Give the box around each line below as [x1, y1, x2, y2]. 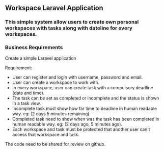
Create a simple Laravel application [5, 55, 77, 61]
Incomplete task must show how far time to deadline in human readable [12, 105, 157, 111]
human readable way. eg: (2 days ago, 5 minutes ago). [12, 121, 123, 127]
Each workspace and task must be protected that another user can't [12, 126, 151, 132]
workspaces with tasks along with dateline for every [5, 25, 133, 31]
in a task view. [12, 100, 41, 106]
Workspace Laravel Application [5, 4, 104, 12]
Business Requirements [5, 44, 63, 51]
